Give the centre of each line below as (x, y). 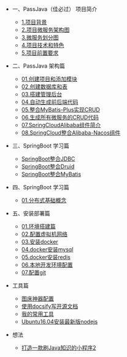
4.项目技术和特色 (43, 45)
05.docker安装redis (46, 257)
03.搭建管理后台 (42, 94)
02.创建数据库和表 (44, 87)
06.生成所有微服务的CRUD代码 (60, 117)
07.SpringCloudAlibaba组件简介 (61, 125)
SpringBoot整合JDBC (48, 159)
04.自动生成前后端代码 (50, 102)
